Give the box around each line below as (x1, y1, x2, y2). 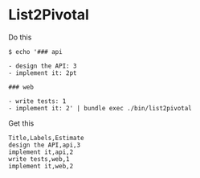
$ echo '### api (8, 48, 63, 56)
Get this (8, 118, 35, 128)
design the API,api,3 (8, 141, 81, 149)
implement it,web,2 (8, 162, 74, 170)
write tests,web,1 (8, 155, 70, 163)
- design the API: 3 (8, 62, 78, 70)
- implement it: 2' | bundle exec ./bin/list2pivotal (8, 104, 193, 112)
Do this (8, 32, 32, 42)
